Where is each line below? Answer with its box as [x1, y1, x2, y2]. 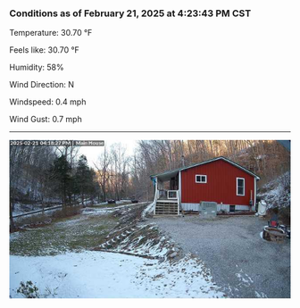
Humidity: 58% [9, 62, 64, 73]
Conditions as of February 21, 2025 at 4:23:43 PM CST [9, 7, 252, 20]
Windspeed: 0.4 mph [9, 96, 87, 107]
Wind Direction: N [9, 79, 74, 90]
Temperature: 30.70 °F [9, 28, 93, 38]
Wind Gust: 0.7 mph [9, 114, 82, 125]
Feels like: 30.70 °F [9, 45, 80, 55]
